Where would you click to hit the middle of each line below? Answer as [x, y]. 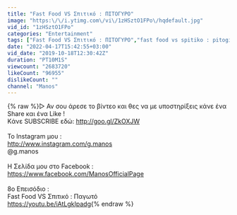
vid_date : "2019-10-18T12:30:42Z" [58, 54]
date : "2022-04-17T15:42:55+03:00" [60, 47]
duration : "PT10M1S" [38, 60]
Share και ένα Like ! [36, 114]
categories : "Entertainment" [50, 34]
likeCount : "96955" [36, 73]
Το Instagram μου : [35, 136]
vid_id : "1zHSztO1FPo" [41, 27]
